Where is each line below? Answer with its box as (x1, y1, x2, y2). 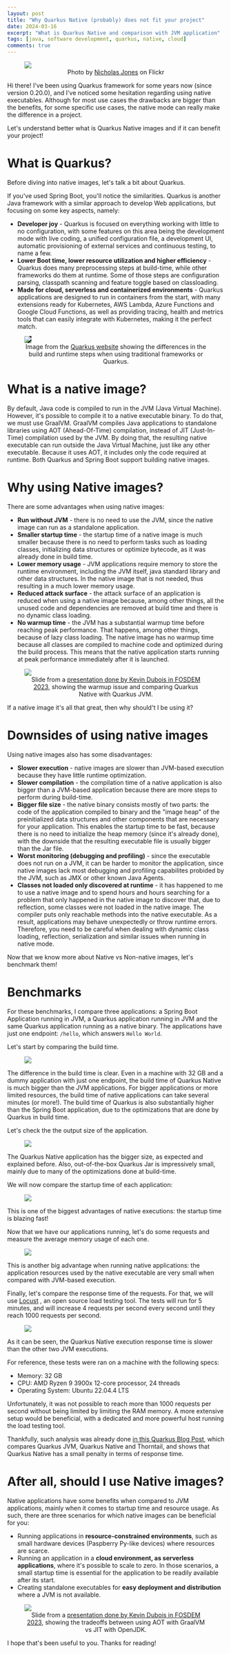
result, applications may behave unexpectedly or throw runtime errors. (17, 917, 217, 926)
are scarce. (17, 1546, 50, 1555)
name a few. (17, 249, 52, 257)
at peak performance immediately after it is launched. (17, 655, 170, 663)
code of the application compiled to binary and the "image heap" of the (17, 808, 220, 816)
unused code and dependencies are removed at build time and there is (17, 604, 219, 612)
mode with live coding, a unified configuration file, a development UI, (17, 234, 214, 242)
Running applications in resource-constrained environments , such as (17, 1532, 218, 1540)
